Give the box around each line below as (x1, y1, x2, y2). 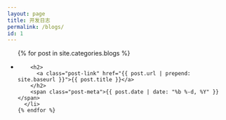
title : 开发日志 (7, 17, 51, 24)
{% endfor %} (17, 107, 56, 114)
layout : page (7, 10, 46, 18)
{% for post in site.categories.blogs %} (17, 49, 131, 58)
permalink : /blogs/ (7, 23, 65, 30)
